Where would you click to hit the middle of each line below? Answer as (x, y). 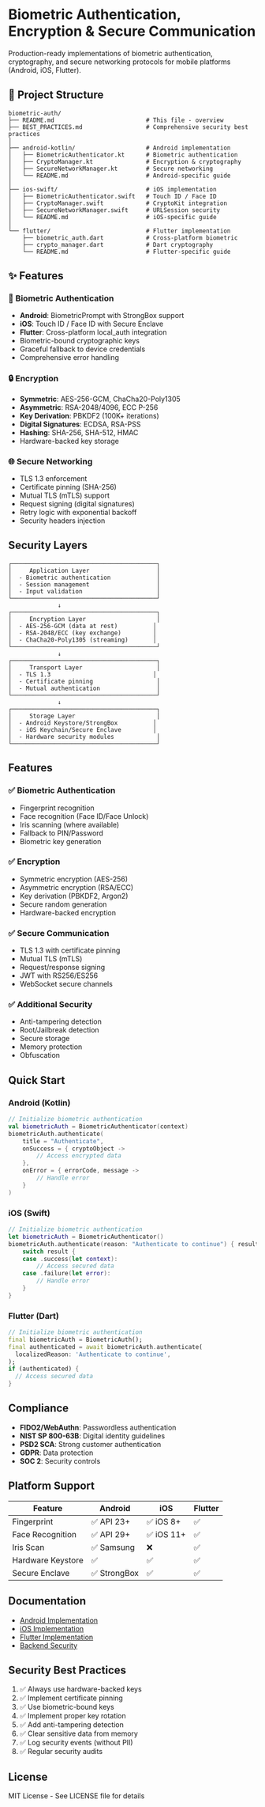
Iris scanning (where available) (69, 824)
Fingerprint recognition (57, 808)
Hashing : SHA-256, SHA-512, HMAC (79, 432)
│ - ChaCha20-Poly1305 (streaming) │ (82, 640)
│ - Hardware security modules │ (84, 737)
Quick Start (37, 1080)
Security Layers (48, 546)
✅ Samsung (113, 1547)
